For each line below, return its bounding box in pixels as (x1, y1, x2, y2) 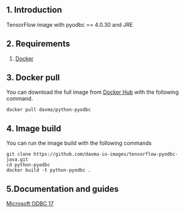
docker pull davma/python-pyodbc (6, 106, 91, 113)
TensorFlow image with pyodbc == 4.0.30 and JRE (6, 21, 133, 28)
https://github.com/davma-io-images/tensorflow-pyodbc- (33, 152, 178, 158)
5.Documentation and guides (6, 184, 119, 194)
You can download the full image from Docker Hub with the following (6, 88, 179, 96)
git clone (6, 152, 32, 158)
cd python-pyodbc (6, 162, 51, 168)
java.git (6, 156, 29, 163)
